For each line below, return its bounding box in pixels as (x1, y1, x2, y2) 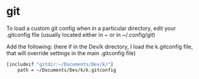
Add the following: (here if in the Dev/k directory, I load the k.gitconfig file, (6, 43, 193, 50)
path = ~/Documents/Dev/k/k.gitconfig (17, 67, 116, 73)
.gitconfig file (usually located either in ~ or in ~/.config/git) (6, 31, 156, 38)
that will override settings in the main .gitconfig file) (6, 49, 136, 56)
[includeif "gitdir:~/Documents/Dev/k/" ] (6, 61, 114, 67)
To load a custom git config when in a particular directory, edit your (6, 24, 176, 32)
